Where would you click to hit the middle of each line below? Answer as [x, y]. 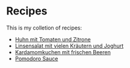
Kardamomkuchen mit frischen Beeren [63, 52]
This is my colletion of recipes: [44, 28]
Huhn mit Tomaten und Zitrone [53, 39]
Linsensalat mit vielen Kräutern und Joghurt [69, 46]
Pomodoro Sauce [36, 58]
